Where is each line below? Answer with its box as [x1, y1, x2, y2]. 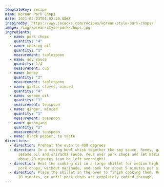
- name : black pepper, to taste [9, 134, 76, 139]
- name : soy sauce [9, 57, 47, 62]
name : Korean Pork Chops [5, 12, 56, 17]
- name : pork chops [9, 35, 49, 39]
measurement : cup [14, 66, 49, 71]
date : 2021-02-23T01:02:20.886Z [5, 16, 71, 21]
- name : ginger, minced [9, 107, 58, 112]
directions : [5, 138, 29, 144]
